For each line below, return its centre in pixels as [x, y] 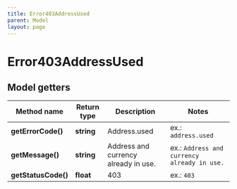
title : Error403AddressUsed [49, 14]
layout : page [26, 27]
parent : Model [28, 20]
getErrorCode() [37, 131]
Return [88, 107]
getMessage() [35, 155]
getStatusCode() [39, 175]
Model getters [39, 87]
